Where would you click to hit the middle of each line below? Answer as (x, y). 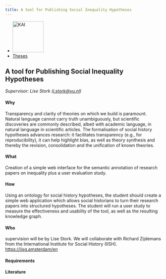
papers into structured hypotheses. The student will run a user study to (78, 206)
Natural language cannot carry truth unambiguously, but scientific (72, 119)
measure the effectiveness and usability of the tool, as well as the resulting (82, 211)
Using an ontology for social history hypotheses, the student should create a (83, 195)
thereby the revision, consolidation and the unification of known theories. (80, 145)
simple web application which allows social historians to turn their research (82, 201)
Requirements (20, 261)
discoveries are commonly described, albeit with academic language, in (78, 124)
